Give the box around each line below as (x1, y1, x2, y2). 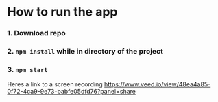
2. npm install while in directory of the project (7, 47, 163, 56)
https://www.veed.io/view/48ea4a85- (104, 80, 211, 88)
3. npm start (7, 65, 48, 74)
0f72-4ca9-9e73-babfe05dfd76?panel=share (7, 88, 136, 96)
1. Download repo (7, 29, 66, 38)
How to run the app (7, 4, 118, 20)
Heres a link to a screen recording (7, 80, 103, 88)
